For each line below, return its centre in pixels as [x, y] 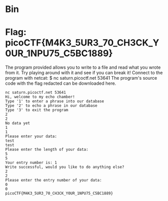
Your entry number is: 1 [31, 163]
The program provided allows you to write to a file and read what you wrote [83, 67]
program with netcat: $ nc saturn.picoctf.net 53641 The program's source [81, 78]
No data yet [18, 123]
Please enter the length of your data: [47, 150]
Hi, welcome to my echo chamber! [40, 97]
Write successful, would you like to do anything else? [65, 167]
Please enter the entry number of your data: [53, 180]
